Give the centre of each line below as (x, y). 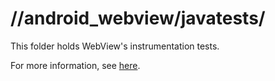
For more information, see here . (75, 65)
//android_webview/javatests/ (138, 18)
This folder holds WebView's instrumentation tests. (115, 46)
